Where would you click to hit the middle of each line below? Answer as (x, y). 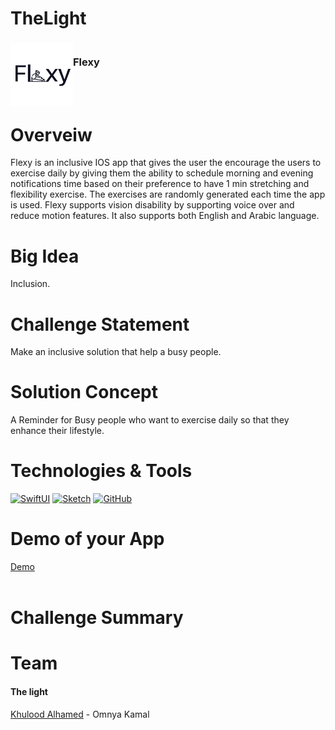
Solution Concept (84, 392)
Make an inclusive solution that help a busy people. (116, 352)
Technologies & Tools (101, 471)
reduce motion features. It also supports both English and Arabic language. (165, 216)
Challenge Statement (100, 324)
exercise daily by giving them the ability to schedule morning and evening (162, 173)
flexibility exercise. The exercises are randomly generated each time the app (168, 194)
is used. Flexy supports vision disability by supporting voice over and (152, 205)
